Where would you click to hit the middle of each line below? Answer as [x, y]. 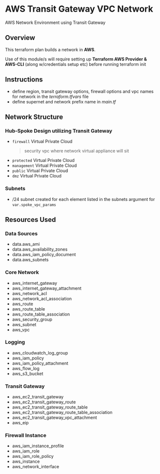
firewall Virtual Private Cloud [42, 141]
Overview [20, 38]
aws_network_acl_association [42, 298]
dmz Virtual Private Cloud [37, 176]
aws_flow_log [26, 368]
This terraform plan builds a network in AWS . [50, 49]
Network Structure [34, 117]
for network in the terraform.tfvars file [50, 97]
